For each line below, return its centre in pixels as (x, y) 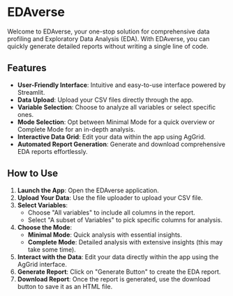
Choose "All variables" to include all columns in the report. (111, 212)
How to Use (33, 174)
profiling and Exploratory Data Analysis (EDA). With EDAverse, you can (108, 38)
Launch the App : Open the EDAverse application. (88, 190)
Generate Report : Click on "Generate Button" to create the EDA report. (119, 272)
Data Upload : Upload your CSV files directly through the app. (105, 100)
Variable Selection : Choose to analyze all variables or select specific (116, 107)
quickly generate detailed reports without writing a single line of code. (108, 46)
